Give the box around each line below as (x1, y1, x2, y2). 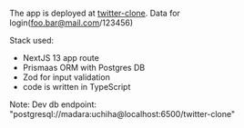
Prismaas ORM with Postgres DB (22, 63, 146, 73)
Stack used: (9, 35, 55, 45)
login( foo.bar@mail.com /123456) (9, 17, 134, 28)
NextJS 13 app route (22, 53, 100, 63)
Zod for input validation (22, 72, 111, 83)
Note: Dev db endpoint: (9, 99, 97, 110)
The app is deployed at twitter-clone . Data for (9, 8, 180, 18)
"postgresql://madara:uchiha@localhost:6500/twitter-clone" (9, 109, 235, 119)
